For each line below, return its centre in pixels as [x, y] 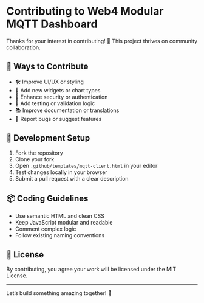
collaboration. [23, 47]
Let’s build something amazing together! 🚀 [59, 293]
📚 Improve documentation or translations [67, 110]
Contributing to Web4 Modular [85, 11]
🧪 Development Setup [48, 138]
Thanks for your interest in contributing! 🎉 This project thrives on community [102, 41]
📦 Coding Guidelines [47, 198]
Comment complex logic [46, 229]
